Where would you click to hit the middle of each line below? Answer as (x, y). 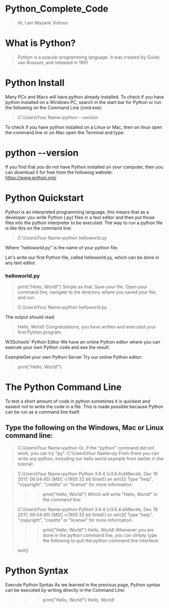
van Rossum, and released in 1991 (53, 62)
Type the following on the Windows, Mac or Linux (84, 428)
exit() (23, 550)
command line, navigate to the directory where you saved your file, (87, 292)
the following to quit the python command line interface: (101, 540)
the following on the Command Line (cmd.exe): (54, 107)
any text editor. (21, 262)
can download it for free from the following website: (59, 172)
